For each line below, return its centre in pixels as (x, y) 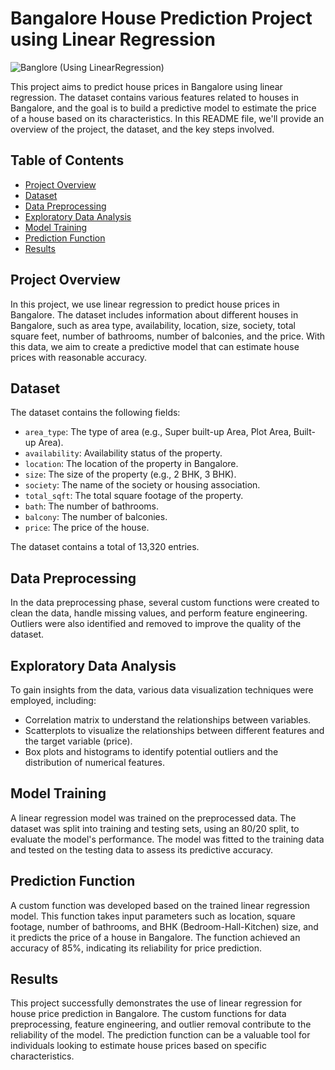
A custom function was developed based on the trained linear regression (160, 905)
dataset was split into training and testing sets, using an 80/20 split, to (155, 828)
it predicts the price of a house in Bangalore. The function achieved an (155, 937)
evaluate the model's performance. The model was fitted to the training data (167, 839)
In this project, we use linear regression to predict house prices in (145, 304)
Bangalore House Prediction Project (161, 18)
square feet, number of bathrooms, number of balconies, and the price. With (167, 336)
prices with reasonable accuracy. (78, 357)
